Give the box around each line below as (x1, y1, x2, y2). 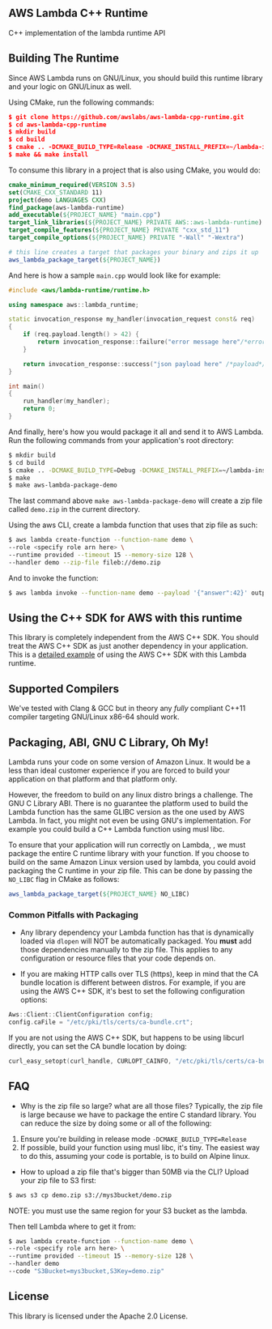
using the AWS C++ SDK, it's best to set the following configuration (19, 986, 245, 996)
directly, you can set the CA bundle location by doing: (8, 1041, 188, 1051)
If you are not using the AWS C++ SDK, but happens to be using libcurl (8, 1033, 244, 1042)
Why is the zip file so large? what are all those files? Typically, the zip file (19, 1101, 263, 1110)
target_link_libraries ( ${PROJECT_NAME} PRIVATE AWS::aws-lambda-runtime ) (8, 219, 263, 227)
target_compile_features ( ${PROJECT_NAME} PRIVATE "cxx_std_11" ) (8, 226, 230, 234)
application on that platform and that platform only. (8, 774, 178, 784)
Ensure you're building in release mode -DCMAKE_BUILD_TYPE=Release (19, 1134, 247, 1144)
